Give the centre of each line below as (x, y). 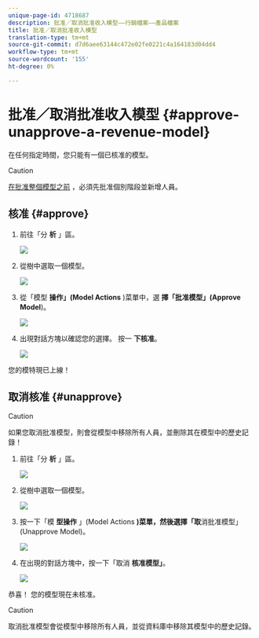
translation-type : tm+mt (49, 37)
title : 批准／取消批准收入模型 (53, 30)
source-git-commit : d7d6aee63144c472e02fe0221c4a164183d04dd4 (112, 45)
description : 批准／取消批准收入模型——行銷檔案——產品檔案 (93, 23)
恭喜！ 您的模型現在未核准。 (54, 595)
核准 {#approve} (49, 214)
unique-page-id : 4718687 (49, 15)
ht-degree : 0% (31, 67)
